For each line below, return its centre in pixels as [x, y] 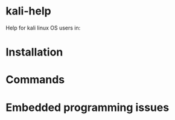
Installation [34, 52]
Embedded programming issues [87, 107]
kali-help [29, 11]
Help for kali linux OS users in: [43, 28]
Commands [35, 80]
